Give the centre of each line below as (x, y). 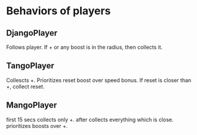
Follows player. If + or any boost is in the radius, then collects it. (84, 47)
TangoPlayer (30, 66)
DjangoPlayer (32, 33)
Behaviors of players (59, 11)
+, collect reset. (25, 86)
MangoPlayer (32, 105)
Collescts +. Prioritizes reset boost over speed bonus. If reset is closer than (99, 80)
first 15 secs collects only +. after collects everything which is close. (90, 120)
